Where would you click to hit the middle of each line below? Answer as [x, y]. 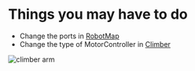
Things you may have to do [98, 14]
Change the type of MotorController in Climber [95, 44]
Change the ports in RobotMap [69, 36]
